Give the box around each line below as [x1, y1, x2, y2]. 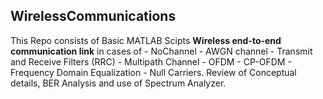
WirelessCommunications [10, 8, 177, 25]
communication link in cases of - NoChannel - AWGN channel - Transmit [10, 45, 313, 57]
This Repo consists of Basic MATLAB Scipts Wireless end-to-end [10, 34, 282, 46]
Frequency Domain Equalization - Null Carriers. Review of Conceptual [10, 66, 297, 78]
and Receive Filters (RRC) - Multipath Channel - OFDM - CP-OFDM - [10, 55, 292, 68]
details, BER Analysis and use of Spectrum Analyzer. [10, 77, 227, 89]
